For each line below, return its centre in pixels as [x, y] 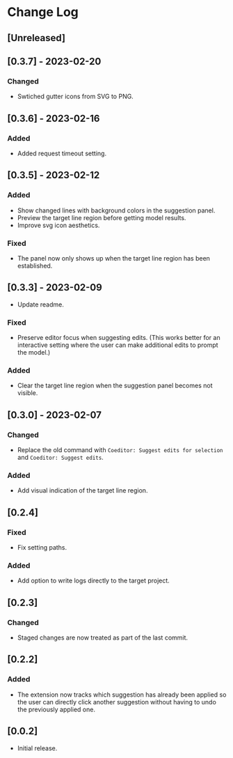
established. [35, 265]
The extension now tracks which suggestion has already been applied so [122, 695]
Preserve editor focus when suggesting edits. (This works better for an [119, 338]
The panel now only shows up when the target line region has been [114, 258]
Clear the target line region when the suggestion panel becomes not [115, 386]
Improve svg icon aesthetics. [58, 225]
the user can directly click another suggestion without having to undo [117, 702]
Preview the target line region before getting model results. [102, 217]
